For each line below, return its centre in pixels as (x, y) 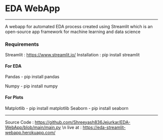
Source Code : (19, 122)
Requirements (22, 44)
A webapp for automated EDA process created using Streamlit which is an (79, 26)
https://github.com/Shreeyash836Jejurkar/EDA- (83, 122)
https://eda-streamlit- (104, 127)
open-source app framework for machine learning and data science (73, 32)
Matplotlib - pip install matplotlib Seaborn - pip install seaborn (67, 108)
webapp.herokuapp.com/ (30, 132)
